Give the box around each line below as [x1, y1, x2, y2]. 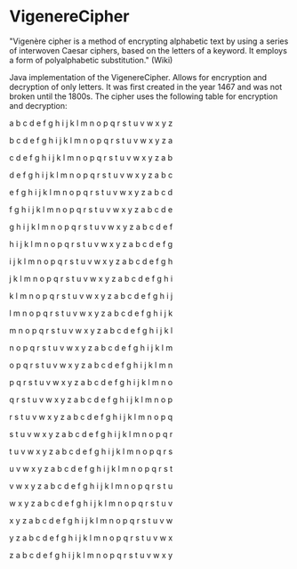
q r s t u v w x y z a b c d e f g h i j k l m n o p [9, 394, 173, 405]
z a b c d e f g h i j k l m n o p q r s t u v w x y [9, 549, 173, 560]
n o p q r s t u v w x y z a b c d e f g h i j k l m [9, 342, 173, 353]
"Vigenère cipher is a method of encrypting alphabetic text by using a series [9, 36, 289, 46]
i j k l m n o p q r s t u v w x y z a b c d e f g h [9, 256, 173, 267]
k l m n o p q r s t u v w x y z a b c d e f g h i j [9, 290, 173, 301]
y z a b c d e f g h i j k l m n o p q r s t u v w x [9, 532, 173, 543]
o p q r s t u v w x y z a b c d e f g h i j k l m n [9, 359, 173, 370]
